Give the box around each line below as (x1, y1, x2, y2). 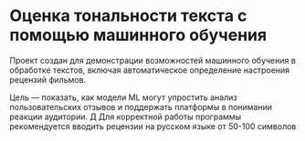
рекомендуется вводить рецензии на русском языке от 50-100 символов (9, 120, 297, 132)
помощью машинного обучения (9, 25, 268, 45)
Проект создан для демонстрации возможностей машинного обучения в (9, 55, 297, 65)
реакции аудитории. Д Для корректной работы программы (9, 111, 242, 122)
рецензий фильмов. (9, 74, 87, 85)
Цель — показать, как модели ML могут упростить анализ (9, 92, 237, 103)
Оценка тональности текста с (9, 5, 247, 26)
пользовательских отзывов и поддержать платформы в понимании (9, 101, 272, 112)
